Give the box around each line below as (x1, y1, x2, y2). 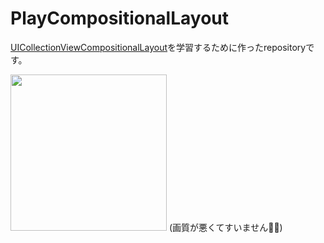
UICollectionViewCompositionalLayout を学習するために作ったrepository (10, 41, 307, 53)
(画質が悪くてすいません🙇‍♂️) (168, 221, 283, 233)
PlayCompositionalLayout (10, 7, 230, 30)
